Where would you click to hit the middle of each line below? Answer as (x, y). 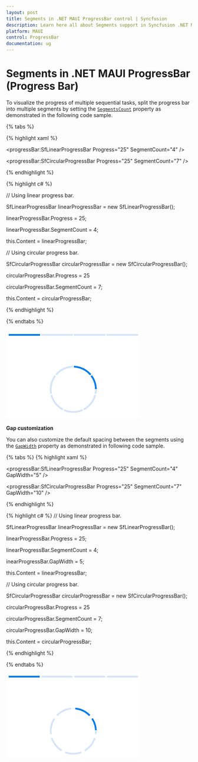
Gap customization (30, 428)
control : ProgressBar (33, 38)
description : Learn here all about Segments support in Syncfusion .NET (97, 25)
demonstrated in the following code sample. (60, 115)
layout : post (22, 12)
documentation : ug (29, 44)
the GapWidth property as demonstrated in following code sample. (85, 446)
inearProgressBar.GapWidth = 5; (45, 561)
